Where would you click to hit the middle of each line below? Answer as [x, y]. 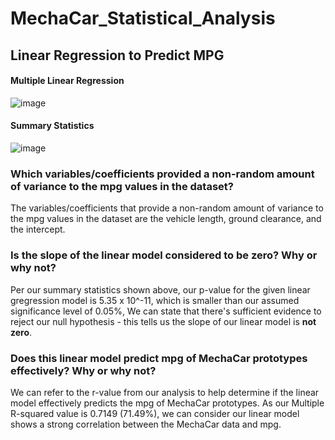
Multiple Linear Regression [67, 81]
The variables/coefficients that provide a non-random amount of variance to [167, 208]
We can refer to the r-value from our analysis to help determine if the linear [165, 392]
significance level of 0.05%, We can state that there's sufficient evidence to [166, 311]
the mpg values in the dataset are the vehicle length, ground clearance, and [166, 219]
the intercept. [38, 229]
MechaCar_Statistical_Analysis [143, 18]
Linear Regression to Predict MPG [117, 55]
